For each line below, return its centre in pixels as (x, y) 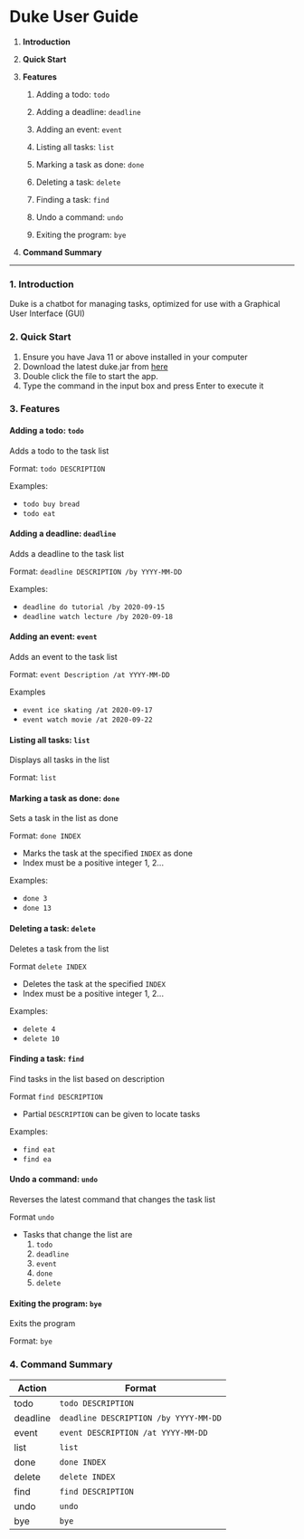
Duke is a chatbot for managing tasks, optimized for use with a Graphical (145, 304)
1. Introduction (42, 284)
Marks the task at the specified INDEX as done (107, 854)
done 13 (37, 908)
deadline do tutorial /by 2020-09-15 (94, 607)
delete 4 (39, 1029)
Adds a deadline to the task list (67, 553)
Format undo (32, 1217)
